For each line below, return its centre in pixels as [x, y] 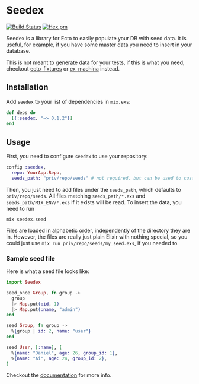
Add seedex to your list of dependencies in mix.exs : [68, 101]
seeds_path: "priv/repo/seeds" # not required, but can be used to [97, 178]
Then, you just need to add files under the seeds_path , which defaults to [94, 189]
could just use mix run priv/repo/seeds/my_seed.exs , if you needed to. [92, 243]
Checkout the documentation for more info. [59, 375]
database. [18, 50]
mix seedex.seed [26, 219]
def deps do [21, 112]
